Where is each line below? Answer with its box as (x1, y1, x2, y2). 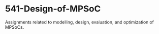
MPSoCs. (5, 24, 24, 30)
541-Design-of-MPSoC (5, 3, 101, 14)
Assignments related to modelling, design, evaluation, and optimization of (5, 19, 154, 25)
